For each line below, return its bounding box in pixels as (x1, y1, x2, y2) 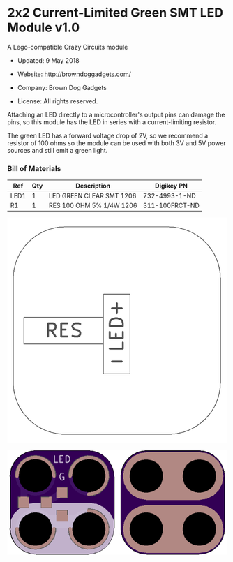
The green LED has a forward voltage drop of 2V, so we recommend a (7, 131, 209, 140)
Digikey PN (154, 182, 188, 190)
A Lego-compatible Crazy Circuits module (7, 43, 128, 51)
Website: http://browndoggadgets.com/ (17, 70, 131, 78)
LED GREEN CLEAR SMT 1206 (48, 191, 137, 200)
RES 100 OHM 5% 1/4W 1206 (48, 201, 137, 210)
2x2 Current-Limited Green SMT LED (7, 5, 224, 21)
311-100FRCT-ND (142, 201, 200, 210)
